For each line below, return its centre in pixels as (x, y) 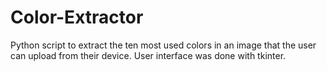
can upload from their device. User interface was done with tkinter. (148, 55)
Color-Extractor (77, 17)
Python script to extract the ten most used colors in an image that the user (163, 45)
